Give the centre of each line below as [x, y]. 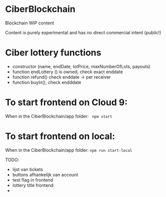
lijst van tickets [28, 169]
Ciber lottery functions [53, 53]
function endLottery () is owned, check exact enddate [68, 72]
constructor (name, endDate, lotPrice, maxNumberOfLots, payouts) [81, 66]
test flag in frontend [33, 180]
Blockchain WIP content [30, 23]
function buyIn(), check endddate [47, 82]
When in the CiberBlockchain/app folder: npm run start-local [69, 150]
